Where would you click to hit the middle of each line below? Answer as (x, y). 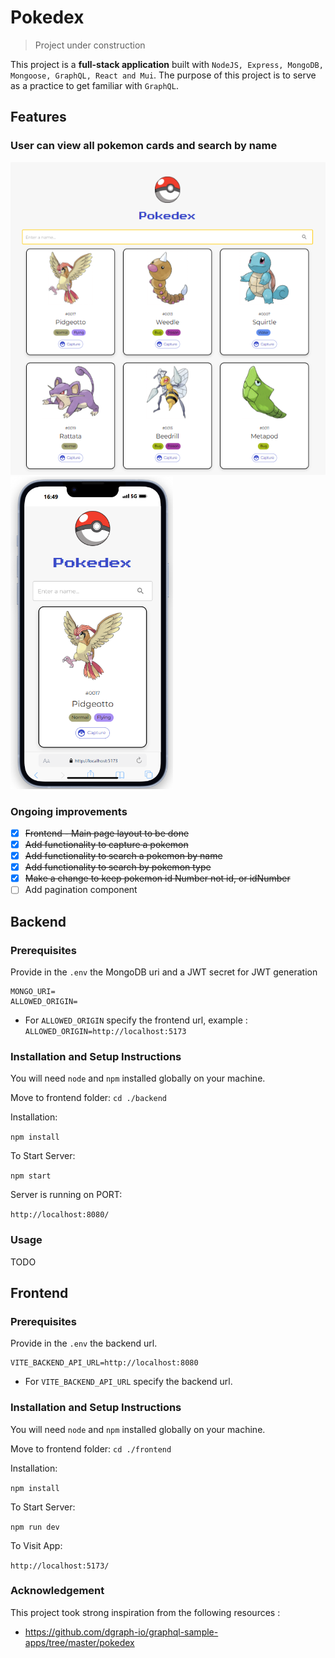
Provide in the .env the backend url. (84, 1343)
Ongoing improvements (69, 811)
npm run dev (35, 1527)
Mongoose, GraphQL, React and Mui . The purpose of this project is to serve (163, 75)
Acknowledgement (57, 1591)
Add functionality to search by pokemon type (118, 867)
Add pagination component (81, 890)
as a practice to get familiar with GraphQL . (94, 85)
